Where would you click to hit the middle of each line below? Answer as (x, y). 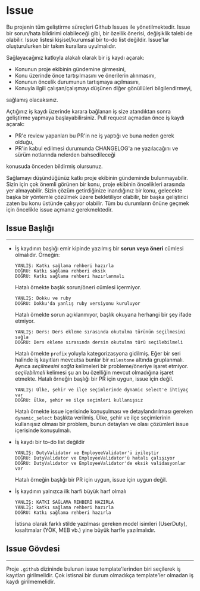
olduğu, (24, 142)
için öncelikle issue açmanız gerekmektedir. (60, 209)
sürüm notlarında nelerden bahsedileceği (65, 154)
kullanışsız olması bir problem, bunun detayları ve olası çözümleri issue (102, 424)
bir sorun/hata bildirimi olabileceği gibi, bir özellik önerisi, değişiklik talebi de (99, 33)
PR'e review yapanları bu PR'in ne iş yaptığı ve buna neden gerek (94, 136)
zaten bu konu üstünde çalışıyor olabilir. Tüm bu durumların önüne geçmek (98, 203)
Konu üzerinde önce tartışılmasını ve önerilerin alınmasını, (85, 75)
